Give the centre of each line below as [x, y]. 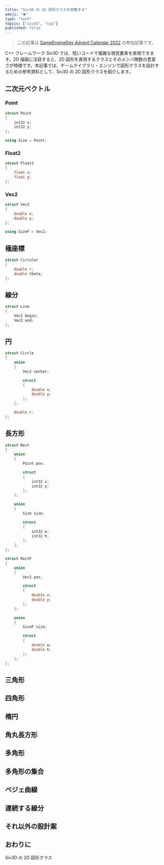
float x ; [23, 173]
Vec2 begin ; [26, 316]
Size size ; [34, 513]
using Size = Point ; [26, 141]
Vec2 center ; [36, 371]
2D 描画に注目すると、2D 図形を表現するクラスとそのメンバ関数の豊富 [84, 59]
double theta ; [28, 274]
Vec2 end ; [24, 320]
